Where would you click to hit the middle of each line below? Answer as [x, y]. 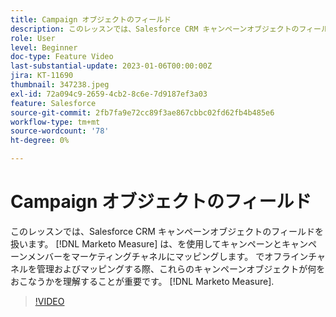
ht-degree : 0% [40, 141]
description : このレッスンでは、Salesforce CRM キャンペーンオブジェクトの [155, 29]
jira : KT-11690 [42, 76]
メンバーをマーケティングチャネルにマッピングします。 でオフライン [167, 256]
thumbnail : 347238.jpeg [60, 85]
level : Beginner [44, 47]
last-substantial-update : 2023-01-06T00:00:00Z [111, 66]
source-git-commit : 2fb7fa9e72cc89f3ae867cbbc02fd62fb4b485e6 [142, 112]
